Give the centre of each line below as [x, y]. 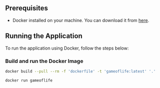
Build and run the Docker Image [44, 61]
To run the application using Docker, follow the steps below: [67, 48]
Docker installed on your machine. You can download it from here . [81, 20]
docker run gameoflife [29, 80]
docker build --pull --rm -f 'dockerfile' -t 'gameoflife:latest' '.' [81, 71]
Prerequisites [27, 8]
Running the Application [44, 36]
